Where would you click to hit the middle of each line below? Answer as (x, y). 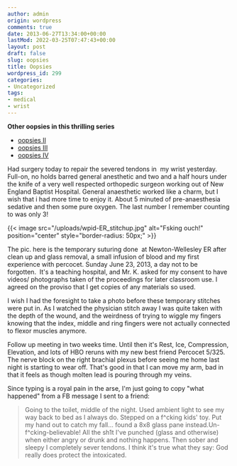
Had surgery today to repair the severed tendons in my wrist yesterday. (112, 169)
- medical (22, 100)
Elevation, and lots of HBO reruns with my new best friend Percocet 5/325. (116, 352)
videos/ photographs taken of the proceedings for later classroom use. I (112, 279)
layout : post (27, 47)
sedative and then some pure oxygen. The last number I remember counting (118, 206)
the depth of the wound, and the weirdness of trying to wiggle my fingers (114, 316)
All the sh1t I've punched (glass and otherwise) (150, 432)
